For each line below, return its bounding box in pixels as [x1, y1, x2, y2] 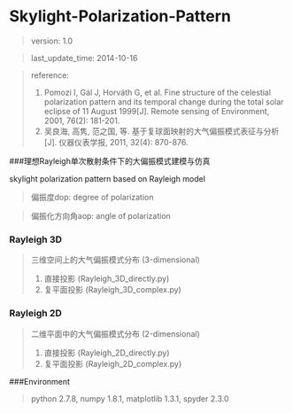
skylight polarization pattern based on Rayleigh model [9, 173, 206, 183]
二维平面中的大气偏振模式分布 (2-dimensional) [30, 328, 201, 339]
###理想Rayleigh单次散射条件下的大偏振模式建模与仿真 [9, 155, 211, 166]
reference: [30, 69, 69, 81]
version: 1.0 [30, 35, 73, 46]
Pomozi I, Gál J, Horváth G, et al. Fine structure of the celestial [43, 87, 272, 97]
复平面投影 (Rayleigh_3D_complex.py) [43, 284, 181, 295]
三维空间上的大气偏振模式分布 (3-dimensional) [30, 254, 201, 265]
